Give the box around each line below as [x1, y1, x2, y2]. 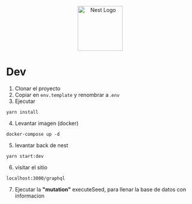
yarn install [6, 109, 39, 115]
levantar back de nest [14, 141, 69, 149]
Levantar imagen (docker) [14, 120, 79, 127]
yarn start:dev [6, 153, 44, 159]
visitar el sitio [14, 163, 48, 170]
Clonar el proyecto [14, 84, 61, 92]
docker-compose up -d [6, 131, 60, 137]
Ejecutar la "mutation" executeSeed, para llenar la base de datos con [14, 185, 187, 193]
